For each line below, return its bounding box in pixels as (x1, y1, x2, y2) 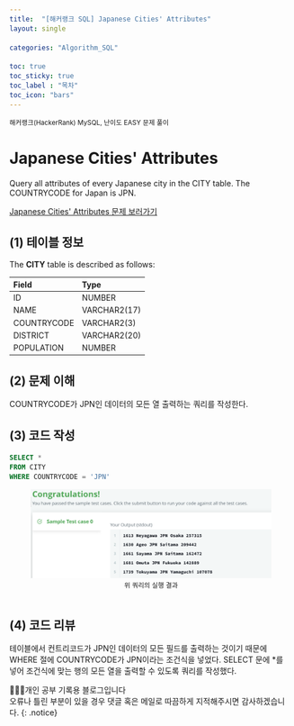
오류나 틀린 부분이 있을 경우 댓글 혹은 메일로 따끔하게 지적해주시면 (9, 696, 240, 707)
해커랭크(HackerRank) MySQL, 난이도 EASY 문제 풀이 (9, 118, 169, 127)
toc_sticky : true (9, 72, 75, 81)
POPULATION (13, 342, 65, 353)
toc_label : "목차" (9, 81, 79, 90)
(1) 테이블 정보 (9, 234, 84, 250)
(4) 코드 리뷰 (9, 617, 76, 632)
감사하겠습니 (241, 696, 286, 707)
